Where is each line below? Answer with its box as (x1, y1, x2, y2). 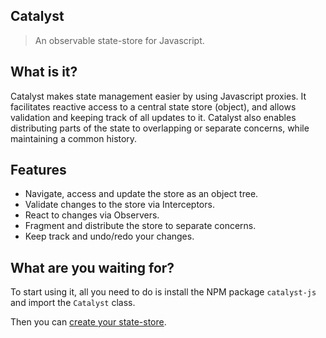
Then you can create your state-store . (10, 316, 167, 328)
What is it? (10, 64, 78, 81)
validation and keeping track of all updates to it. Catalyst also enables (10, 111, 297, 123)
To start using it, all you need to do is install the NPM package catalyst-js (10, 286, 317, 298)
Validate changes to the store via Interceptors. (24, 199, 215, 211)
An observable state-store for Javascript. (34, 34, 205, 46)
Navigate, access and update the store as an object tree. (24, 188, 259, 200)
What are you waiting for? (10, 259, 175, 276)
